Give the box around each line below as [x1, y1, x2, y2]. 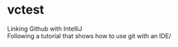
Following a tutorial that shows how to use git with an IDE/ [7, 31, 171, 40]
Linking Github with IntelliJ [7, 25, 83, 33]
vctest [7, 2, 45, 18]
